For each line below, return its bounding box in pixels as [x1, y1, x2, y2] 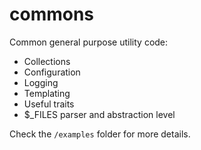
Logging [23, 76, 59, 88]
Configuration [23, 66, 81, 78]
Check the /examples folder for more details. [9, 128, 191, 140]
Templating [23, 87, 71, 99]
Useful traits [23, 98, 75, 110]
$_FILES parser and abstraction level [23, 108, 176, 120]
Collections [23, 55, 71, 67]
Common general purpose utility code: [9, 36, 169, 48]
